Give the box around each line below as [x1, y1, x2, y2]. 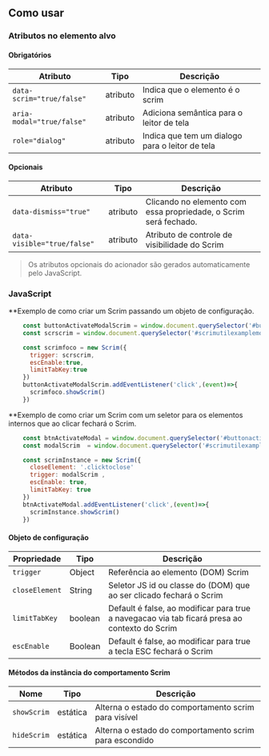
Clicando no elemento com [145, 196, 247, 207]
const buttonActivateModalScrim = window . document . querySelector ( [22, 322, 249, 330]
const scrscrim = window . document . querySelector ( [22, 329, 192, 337]
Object [69, 566, 94, 578]
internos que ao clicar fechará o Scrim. [8, 418, 137, 428]
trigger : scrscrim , [29, 351, 94, 359]
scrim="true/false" [12, 94, 86, 103]
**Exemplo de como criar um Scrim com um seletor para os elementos [8, 410, 243, 419]
